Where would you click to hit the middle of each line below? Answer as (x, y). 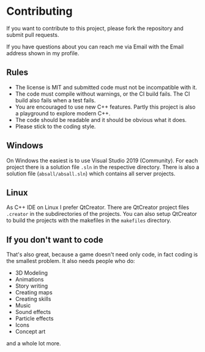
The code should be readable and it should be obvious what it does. (101, 120)
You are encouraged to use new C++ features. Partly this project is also (105, 107)
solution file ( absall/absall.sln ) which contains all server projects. (91, 174)
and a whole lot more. (34, 343)
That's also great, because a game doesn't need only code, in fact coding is (102, 254)
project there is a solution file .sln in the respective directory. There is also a (103, 167)
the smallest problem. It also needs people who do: (71, 261)
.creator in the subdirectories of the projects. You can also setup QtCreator (102, 214)
